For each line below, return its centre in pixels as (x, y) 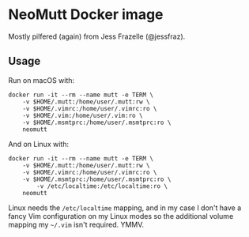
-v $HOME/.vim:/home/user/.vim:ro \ (83, 115)
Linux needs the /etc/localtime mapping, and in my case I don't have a (125, 208)
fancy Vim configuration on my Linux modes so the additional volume (121, 216)
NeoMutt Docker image (86, 15)
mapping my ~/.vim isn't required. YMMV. (76, 224)
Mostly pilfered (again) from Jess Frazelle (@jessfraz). (97, 36)
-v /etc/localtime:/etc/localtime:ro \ (102, 186)
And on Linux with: (39, 144)
